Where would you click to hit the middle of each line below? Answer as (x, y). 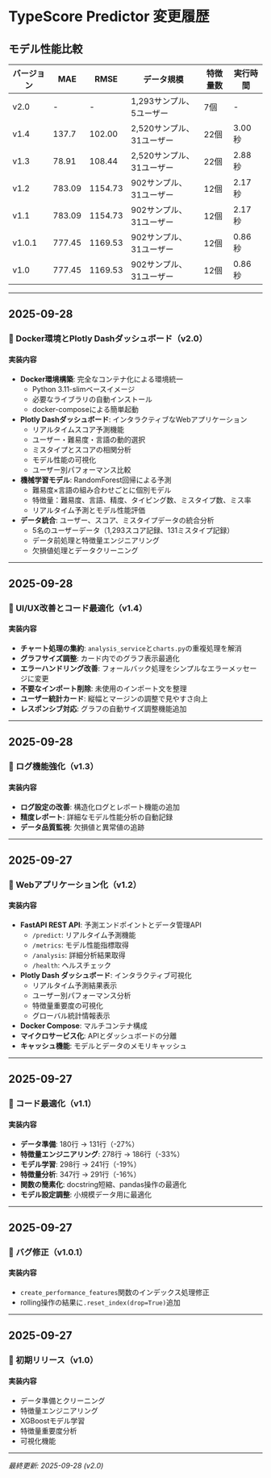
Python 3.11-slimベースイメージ (83, 389)
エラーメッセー (232, 668)
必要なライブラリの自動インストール (92, 399)
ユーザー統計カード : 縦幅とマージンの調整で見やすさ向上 (114, 699)
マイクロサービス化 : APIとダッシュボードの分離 (98, 1036)
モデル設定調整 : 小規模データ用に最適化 (85, 1194)
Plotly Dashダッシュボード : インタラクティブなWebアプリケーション (133, 419)
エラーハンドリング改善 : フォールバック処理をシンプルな (114, 668)
